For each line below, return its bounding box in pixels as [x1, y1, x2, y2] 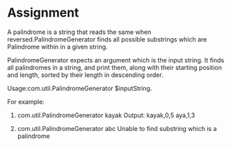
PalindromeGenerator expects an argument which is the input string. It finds [7, 55, 225, 64]
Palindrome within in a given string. [7, 42, 108, 51]
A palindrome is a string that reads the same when [7, 28, 152, 36]
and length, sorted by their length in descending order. [7, 71, 164, 79]
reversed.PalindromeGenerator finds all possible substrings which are [7, 35, 207, 43]
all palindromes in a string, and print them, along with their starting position [7, 63, 223, 71]
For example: [7, 97, 45, 105]
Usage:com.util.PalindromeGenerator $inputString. [7, 84, 152, 92]
